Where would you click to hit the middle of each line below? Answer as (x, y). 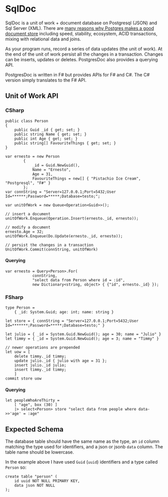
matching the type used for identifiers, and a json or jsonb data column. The (84, 447)
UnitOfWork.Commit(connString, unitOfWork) (52, 249)
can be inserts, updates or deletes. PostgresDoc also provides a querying (81, 59)
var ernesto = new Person (32, 156)
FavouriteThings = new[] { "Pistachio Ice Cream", (87, 178)
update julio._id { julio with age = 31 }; (61, 361)
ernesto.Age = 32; (24, 232)
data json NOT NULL (35, 486)
